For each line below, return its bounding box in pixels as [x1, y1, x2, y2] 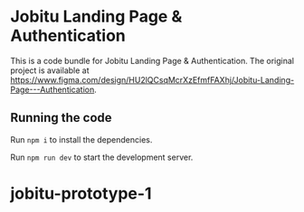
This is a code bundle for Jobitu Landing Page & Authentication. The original [10, 55, 295, 66]
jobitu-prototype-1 [10, 183, 152, 204]
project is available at [10, 65, 90, 76]
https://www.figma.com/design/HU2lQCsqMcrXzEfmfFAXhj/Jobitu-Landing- [10, 74, 295, 85]
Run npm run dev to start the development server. [10, 152, 194, 162]
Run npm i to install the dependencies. [10, 134, 153, 145]
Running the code [10, 110, 112, 125]
